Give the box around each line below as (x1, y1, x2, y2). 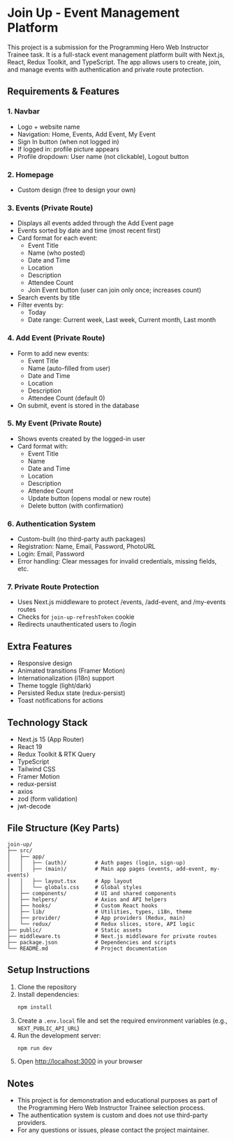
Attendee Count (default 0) (27, 393, 105, 402)
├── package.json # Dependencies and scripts (7, 939, 177, 946)
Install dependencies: (17, 990, 80, 998)
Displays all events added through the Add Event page (17, 219, 174, 227)
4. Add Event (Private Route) (7, 333, 105, 343)
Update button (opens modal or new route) (27, 493, 152, 502)
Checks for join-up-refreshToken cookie (17, 612, 135, 621)
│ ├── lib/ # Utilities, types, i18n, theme (7, 908, 192, 915)
